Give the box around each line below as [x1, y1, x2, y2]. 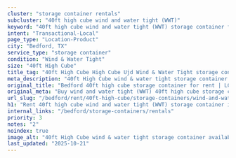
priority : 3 [7, 114, 42, 121]
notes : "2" [7, 120, 39, 128]
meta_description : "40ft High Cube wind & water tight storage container [7, 75, 228, 82]
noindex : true [7, 127, 49, 134]
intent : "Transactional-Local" [7, 29, 99, 37]
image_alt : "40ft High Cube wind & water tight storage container [7, 134, 206, 141]
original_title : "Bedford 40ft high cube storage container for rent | [7, 82, 221, 89]
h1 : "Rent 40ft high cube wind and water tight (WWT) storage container [7, 101, 225, 108]
